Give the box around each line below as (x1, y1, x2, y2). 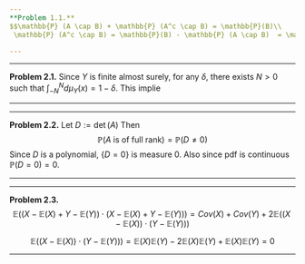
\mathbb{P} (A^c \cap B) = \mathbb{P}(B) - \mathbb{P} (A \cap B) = (13, 30, 282, 39)
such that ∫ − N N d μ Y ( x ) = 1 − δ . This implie (9, 81, 162, 95)
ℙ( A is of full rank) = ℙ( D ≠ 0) (96, 133, 209, 145)
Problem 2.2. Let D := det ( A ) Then (9, 119, 141, 130)
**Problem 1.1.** (9, 13, 75, 23)
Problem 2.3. (9, 194, 59, 205)
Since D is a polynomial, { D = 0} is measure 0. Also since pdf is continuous (9, 149, 290, 160)
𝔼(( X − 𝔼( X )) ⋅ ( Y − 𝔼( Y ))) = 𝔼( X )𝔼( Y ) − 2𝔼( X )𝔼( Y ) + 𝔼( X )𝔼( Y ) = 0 (30, 235, 275, 246)
